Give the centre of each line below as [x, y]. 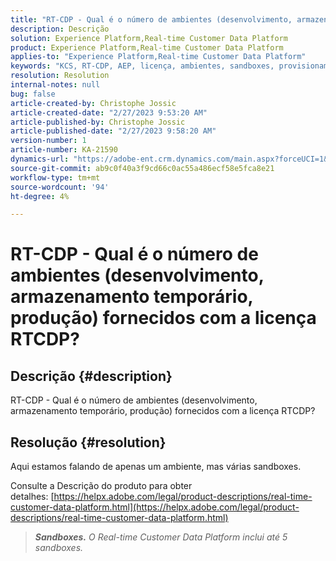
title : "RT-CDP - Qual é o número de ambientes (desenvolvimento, [151, 19]
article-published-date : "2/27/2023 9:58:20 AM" [113, 131]
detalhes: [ [32, 497]
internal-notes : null [55, 85]
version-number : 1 [48, 141]
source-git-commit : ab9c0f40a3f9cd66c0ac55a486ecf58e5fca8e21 [142, 168]
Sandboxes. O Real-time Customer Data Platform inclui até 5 [161, 537]
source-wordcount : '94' [60, 187]
